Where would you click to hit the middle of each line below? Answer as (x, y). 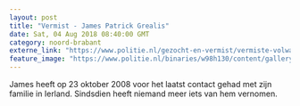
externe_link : (36, 51)
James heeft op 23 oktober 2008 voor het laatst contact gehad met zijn (141, 84)
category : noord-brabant (55, 42)
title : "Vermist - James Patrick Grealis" (89, 26)
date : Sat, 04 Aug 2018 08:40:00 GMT (79, 34)
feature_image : (37, 59)
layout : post (33, 17)
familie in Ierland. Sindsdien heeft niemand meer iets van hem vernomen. (144, 94)
